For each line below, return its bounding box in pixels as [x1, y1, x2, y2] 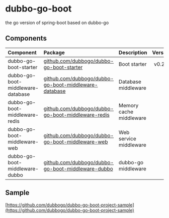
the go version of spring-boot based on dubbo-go [5, 20, 109, 26]
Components [5, 34, 47, 43]
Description [118, 49, 147, 56]
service [118, 135, 137, 142]
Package [43, 49, 65, 56]
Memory [118, 102, 139, 109]
